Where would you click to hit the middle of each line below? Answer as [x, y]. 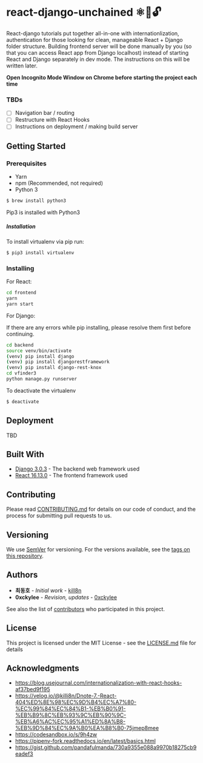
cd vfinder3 [21, 373]
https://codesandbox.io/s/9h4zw [56, 734]
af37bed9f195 [32, 689]
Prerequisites [26, 164]
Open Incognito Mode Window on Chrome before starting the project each [101, 77]
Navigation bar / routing [45, 113]
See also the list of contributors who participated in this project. [86, 609]
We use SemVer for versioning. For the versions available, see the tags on [98, 549]
